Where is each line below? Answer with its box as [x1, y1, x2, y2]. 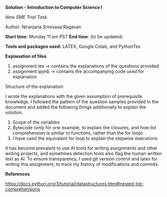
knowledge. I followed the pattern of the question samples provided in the [5, 98, 159, 105]
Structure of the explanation [5, 83, 64, 89]
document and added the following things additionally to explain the [5, 104, 146, 110]
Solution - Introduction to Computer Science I [5, 5, 102, 10]
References [5, 171, 30, 177]
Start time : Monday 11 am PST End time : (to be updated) [5, 34, 123, 39]
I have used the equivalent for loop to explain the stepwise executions [12, 135, 158, 141]
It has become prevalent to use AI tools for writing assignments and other [5, 145, 158, 151]
